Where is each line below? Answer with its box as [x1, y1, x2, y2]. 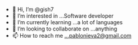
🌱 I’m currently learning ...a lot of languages [12, 19, 123, 26]
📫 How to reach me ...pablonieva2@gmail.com [12, 32, 132, 39]
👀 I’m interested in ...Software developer [12, 12, 114, 19]
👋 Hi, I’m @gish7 [12, 6, 54, 13]
